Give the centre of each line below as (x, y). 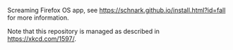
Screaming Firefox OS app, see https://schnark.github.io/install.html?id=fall (116, 10)
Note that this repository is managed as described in (84, 31)
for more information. (38, 18)
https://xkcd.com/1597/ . (42, 39)
